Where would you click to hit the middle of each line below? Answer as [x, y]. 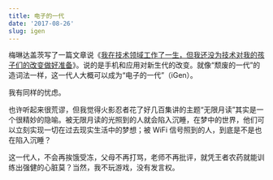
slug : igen [27, 31]
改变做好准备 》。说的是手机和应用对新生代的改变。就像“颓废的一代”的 [145, 65]
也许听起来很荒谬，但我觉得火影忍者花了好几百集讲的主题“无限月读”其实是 [133, 109]
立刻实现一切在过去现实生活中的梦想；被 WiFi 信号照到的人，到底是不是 [135, 130]
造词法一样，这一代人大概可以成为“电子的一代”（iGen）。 [103, 75]
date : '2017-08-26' [41, 24]
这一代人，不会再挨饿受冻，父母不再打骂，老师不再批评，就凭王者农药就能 [133, 157]
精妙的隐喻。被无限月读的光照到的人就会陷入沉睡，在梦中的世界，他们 [140, 120]
